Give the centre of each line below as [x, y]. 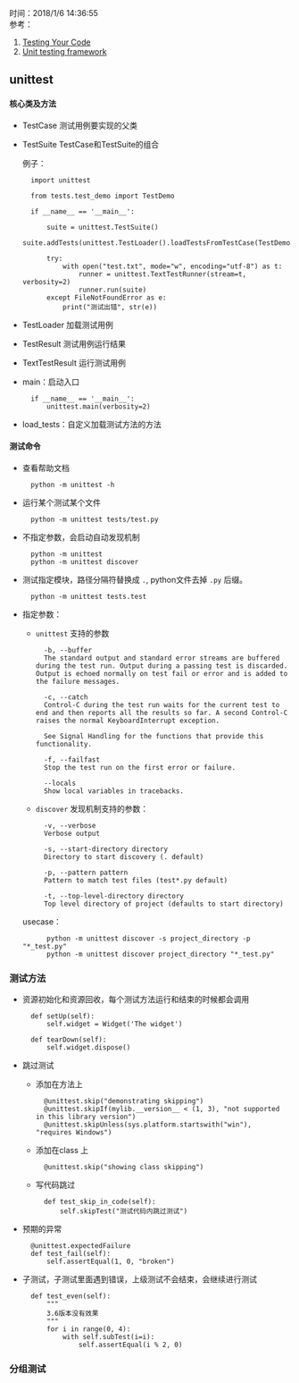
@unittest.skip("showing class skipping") [124, 1168]
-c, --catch [66, 697]
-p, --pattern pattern [86, 873]
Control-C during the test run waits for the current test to [162, 704]
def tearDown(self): [69, 1040]
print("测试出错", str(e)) [110, 307]
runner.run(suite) [113, 290]
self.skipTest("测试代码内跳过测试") [124, 1211]
